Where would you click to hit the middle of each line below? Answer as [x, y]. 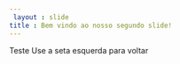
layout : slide [41, 17]
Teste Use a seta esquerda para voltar [79, 50]
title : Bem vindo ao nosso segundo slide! [91, 25]
